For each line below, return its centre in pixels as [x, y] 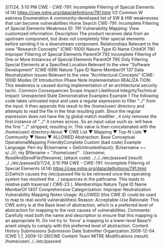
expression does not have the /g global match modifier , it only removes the [81, 116]
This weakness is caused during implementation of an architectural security [81, 85]
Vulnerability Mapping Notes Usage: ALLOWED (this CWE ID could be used [81, 195]
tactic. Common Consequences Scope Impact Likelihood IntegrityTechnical [81, 90]
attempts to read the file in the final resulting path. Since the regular [73, 111]
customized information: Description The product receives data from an [77, 33]
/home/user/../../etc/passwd [33, 241]
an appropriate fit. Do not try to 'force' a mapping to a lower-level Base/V [78, 220]
